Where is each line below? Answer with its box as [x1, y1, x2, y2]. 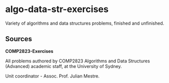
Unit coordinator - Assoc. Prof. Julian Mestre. [5, 73, 100, 79]
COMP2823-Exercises [5, 48, 54, 54]
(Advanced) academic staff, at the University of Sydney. [5, 63, 122, 69]
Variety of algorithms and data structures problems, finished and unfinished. [5, 20, 164, 26]
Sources [5, 35, 32, 43]
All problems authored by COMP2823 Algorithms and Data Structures [5, 58, 150, 64]
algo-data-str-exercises [5, 4, 109, 15]
